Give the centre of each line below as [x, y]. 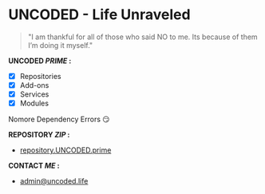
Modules [34, 103]
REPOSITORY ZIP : [39, 135]
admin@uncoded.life [54, 181]
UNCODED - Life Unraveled [99, 15]
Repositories [40, 76]
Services [34, 94]
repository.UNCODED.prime [65, 150]
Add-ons [34, 85]
